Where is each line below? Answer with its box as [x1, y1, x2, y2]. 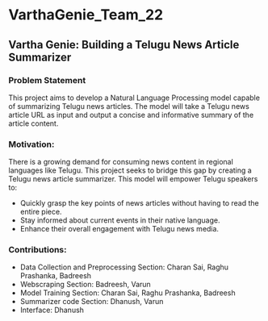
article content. [8, 119, 59, 128]
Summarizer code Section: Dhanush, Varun [19, 297, 164, 306]
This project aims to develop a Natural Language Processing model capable [8, 93, 261, 102]
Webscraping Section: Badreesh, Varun [19, 280, 151, 290]
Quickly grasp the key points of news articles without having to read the [19, 198, 260, 208]
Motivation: [8, 139, 55, 150]
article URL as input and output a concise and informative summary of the [8, 110, 254, 119]
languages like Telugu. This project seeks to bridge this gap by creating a [8, 165, 252, 175]
